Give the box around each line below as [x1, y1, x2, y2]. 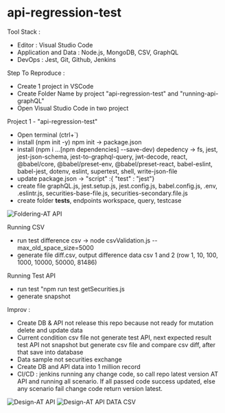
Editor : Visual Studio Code [16, 41, 93, 49]
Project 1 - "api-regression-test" [7, 117, 98, 125]
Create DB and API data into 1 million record [16, 362, 141, 370]
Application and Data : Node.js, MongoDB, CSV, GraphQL [16, 48, 179, 56]
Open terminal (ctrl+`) [16, 131, 79, 139]
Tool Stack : [7, 27, 41, 36]
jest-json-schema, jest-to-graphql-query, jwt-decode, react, [16, 153, 188, 161]
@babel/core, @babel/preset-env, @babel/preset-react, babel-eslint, [16, 159, 213, 168]
